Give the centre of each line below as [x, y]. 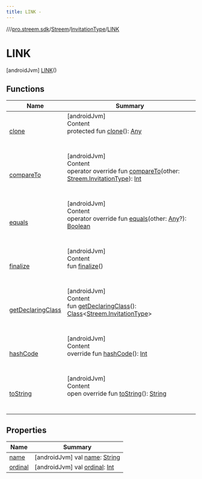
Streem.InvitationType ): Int [104, 179]
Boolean [79, 226]
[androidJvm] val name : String [77, 457]
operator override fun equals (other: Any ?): [127, 219]
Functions [26, 89]
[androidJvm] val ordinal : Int [74, 467]
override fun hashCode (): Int [107, 354]
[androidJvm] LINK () [32, 70]
